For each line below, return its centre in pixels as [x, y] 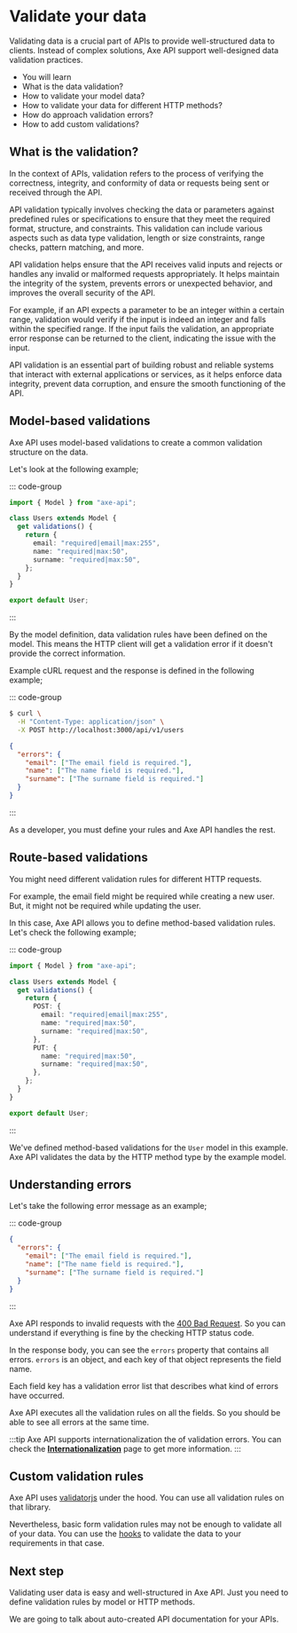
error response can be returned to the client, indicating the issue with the [143, 338]
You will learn [47, 76]
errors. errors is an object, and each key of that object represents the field [145, 1359]
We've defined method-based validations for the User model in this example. [148, 1148]
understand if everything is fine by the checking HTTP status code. [132, 1332]
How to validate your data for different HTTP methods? [122, 105]
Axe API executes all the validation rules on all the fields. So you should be [145, 1412]
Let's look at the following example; [74, 469]
